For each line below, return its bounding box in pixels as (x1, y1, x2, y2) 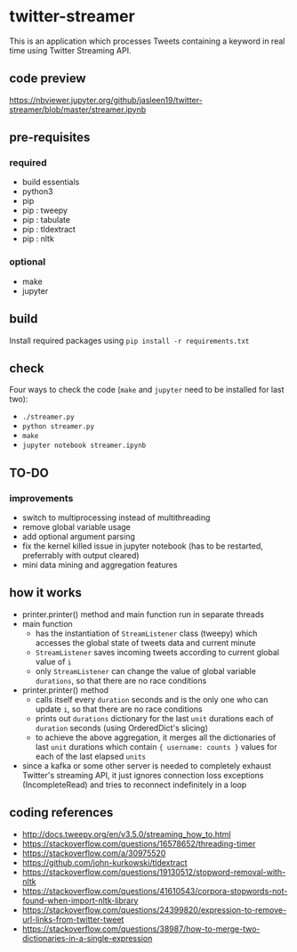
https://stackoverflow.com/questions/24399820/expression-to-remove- (21, 904, 287, 915)
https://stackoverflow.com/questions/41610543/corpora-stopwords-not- (21, 885, 288, 896)
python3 (21, 186, 53, 197)
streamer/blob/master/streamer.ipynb (9, 104, 147, 115)
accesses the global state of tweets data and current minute (35, 637, 256, 647)
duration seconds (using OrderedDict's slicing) (35, 722, 209, 733)
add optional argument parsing (21, 532, 135, 542)
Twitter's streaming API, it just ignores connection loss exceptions (21, 769, 264, 780)
